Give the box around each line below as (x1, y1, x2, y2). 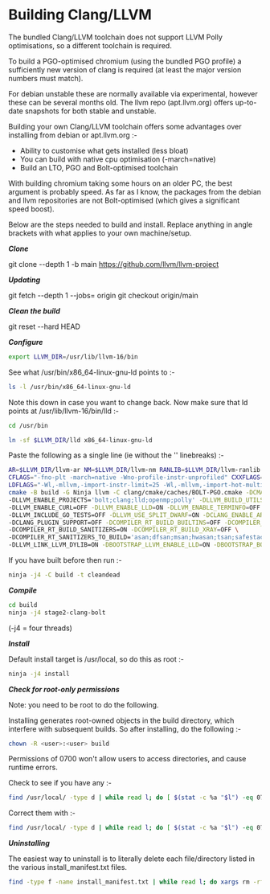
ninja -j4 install (8, 670, 70, 678)
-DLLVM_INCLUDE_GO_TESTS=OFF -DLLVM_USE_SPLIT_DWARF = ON (8, 511, 199, 519)
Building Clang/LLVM (8, 6, 153, 24)
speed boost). (8, 203, 55, 214)
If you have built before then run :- (8, 556, 122, 565)
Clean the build (8, 306, 60, 315)
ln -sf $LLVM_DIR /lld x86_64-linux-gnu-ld (8, 436, 153, 444)
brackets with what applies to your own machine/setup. (8, 228, 192, 238)
